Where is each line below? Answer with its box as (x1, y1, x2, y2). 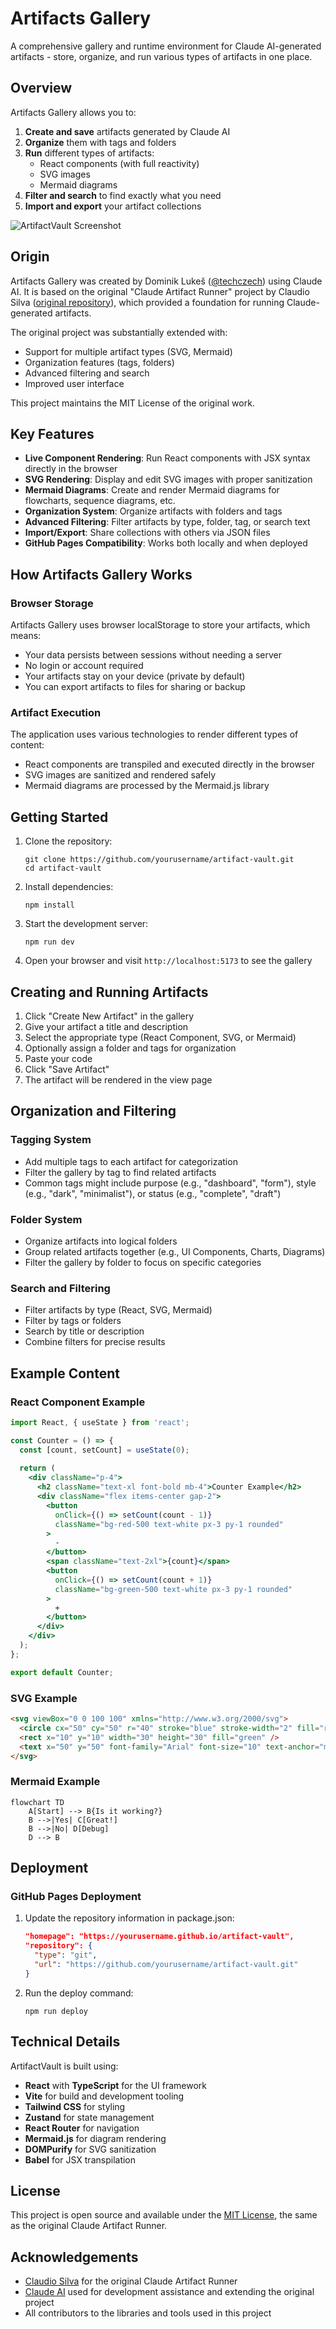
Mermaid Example (10, 1775, 101, 1789)
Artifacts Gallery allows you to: (10, 106, 137, 118)
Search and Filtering (10, 1281, 111, 1295)
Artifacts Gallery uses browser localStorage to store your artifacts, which (10, 619, 311, 631)
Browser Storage (10, 596, 94, 610)
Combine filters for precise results (24, 1336, 166, 1348)
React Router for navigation (24, 2122, 140, 2134)
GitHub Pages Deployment (10, 1889, 142, 1903)
